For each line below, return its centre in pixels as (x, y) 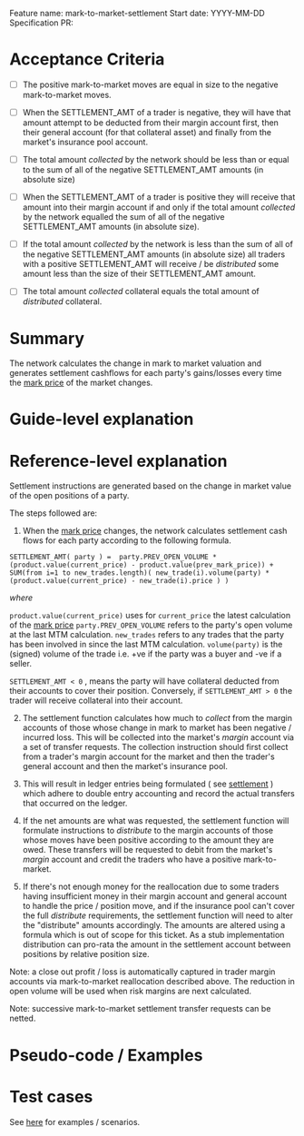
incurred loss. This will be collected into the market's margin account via (158, 737)
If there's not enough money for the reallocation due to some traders (151, 887)
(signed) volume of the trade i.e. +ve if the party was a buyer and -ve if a (146, 654)
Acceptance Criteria (87, 59)
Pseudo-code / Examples (106, 1055)
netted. (23, 1018)
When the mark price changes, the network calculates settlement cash (155, 531)
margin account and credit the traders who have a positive (132, 859)
